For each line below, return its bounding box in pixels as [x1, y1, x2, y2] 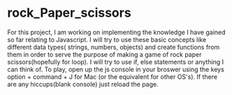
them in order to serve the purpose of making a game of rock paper [7, 50, 202, 59]
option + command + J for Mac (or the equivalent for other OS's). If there [7, 72, 218, 81]
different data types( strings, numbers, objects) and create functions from [7, 43, 220, 51]
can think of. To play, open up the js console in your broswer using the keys [7, 65, 225, 73]
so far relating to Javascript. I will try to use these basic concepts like [7, 35, 207, 43]
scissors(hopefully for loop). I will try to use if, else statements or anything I [7, 57, 224, 66]
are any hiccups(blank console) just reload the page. [7, 80, 159, 88]
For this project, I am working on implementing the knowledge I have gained [7, 28, 226, 36]
